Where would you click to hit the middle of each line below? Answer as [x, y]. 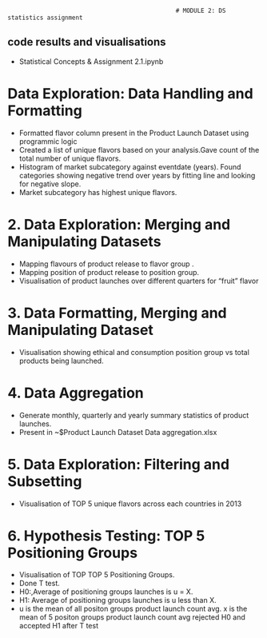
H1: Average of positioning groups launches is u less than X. [118, 600]
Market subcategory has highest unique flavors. [98, 192]
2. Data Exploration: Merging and [119, 224]
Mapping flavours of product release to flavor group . [106, 264]
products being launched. [62, 361]
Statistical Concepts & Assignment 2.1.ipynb [91, 61]
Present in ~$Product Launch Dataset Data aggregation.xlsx [118, 432]
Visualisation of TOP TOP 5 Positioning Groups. [97, 575]
